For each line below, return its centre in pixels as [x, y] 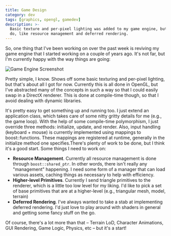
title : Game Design [26, 10]
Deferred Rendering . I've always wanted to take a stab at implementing [88, 202]
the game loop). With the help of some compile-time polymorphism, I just [82, 121]
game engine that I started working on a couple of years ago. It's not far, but [85, 54]
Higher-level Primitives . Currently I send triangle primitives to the [82, 180]
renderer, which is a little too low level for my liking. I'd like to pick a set [87, 185]
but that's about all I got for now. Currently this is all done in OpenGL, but [82, 84]
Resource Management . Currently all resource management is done [84, 158]
